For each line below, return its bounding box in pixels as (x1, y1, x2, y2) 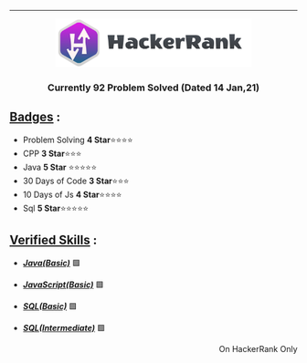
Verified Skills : (9, 233, 98, 248)
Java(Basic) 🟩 (22, 257, 81, 268)
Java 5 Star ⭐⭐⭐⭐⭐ (22, 161, 98, 172)
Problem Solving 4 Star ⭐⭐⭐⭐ (22, 134, 133, 145)
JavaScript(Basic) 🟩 (22, 279, 104, 290)
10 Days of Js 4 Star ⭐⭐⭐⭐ (22, 189, 122, 200)
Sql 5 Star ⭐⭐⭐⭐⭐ (22, 202, 90, 213)
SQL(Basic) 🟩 (22, 300, 78, 311)
